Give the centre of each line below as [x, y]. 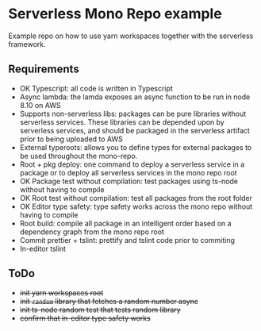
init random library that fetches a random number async [109, 301]
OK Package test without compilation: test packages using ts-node [129, 181]
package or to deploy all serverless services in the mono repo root [128, 172]
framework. [27, 44]
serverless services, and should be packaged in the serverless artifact [134, 130]
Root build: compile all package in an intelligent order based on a [125, 223]
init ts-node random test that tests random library [100, 310]
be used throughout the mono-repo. [79, 156]
